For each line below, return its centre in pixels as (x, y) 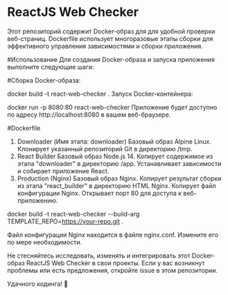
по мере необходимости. (45, 242)
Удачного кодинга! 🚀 (38, 284)
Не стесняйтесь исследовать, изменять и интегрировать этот (99, 255)
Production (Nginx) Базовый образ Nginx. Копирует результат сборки (119, 178)
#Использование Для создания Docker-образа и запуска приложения (111, 59)
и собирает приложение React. (63, 171)
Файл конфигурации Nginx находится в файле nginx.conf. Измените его (113, 235)
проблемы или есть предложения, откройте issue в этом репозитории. (113, 270)
